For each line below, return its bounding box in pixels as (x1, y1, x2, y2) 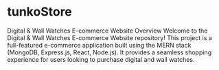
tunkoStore (7, 4, 72, 20)
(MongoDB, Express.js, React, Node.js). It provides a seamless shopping (7, 48, 211, 56)
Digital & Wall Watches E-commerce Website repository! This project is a (7, 33, 213, 41)
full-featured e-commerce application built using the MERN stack (7, 41, 192, 49)
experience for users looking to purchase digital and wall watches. (7, 55, 195, 63)
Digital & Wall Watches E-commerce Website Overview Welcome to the (7, 27, 208, 35)
